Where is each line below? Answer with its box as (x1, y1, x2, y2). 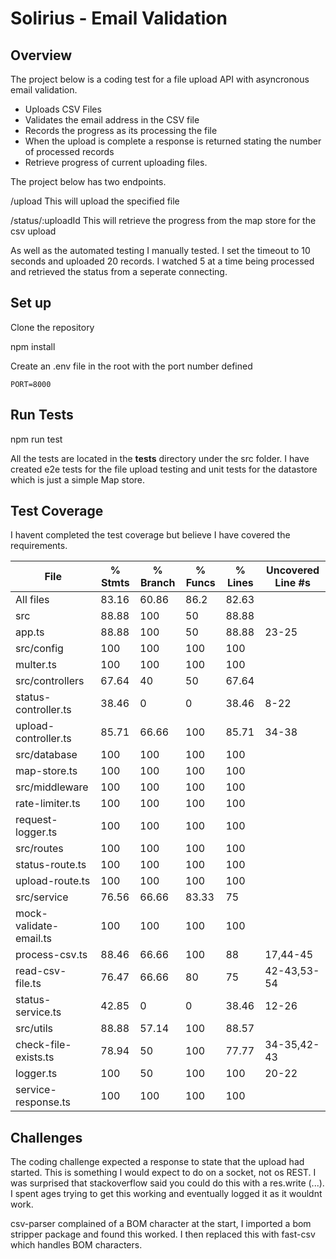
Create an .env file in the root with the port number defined (10, 360, 253, 372)
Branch (139, 576, 176, 590)
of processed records (24, 146, 115, 157)
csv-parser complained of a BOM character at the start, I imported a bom (10, 1218, 312, 1230)
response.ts (15, 1095, 71, 1109)
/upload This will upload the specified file (10, 195, 180, 207)
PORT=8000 (10, 379, 52, 389)
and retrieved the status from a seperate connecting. (10, 266, 228, 277)
